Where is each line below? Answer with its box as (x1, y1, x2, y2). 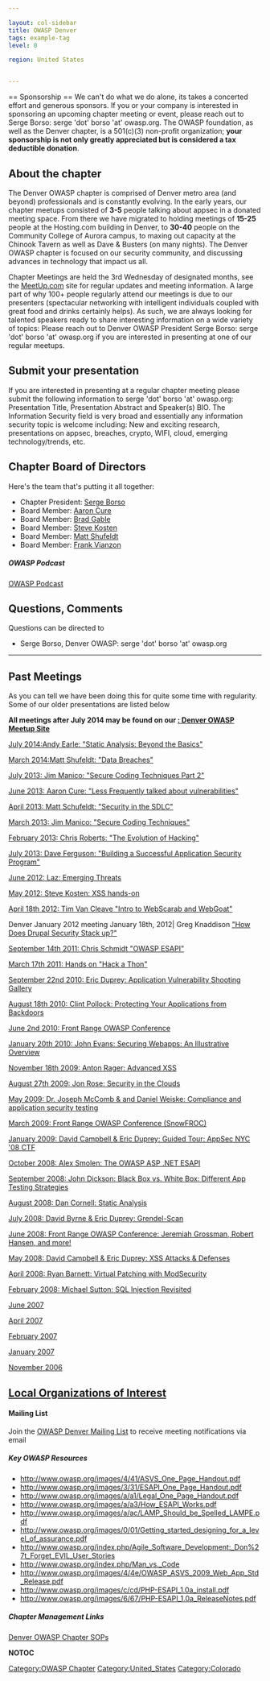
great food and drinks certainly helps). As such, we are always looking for (8, 306, 252, 316)
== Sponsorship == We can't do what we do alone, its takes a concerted (8, 92, 249, 101)
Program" (8, 857, 40, 867)
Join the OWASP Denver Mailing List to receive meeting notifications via (8, 1426, 247, 1436)
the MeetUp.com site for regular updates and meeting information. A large (8, 280, 254, 290)
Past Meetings (8, 669, 83, 683)
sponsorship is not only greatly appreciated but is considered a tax (8, 135, 237, 145)
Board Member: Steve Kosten (19, 523, 118, 532)
